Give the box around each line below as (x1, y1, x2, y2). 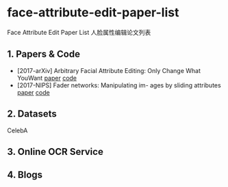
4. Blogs (7, 169, 43, 181)
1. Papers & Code (7, 48, 81, 60)
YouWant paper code (16, 74, 77, 82)
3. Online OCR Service (7, 145, 104, 158)
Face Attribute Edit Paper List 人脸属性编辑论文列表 (7, 28, 151, 36)
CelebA (7, 126, 28, 134)
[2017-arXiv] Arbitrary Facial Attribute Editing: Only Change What (16, 66, 201, 74)
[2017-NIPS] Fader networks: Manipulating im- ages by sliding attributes (16, 81, 221, 89)
